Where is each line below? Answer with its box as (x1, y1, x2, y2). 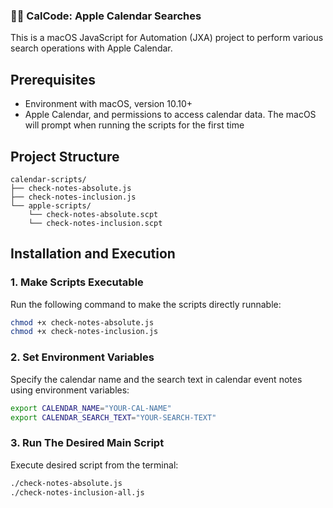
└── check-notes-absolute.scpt (28, 209, 159, 219)
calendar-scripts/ (10, 174, 87, 184)
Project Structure (10, 148, 120, 165)
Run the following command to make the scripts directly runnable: (10, 298, 282, 310)
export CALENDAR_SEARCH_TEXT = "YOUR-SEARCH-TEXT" (10, 412, 217, 423)
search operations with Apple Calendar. (10, 42, 173, 54)
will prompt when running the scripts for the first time (24, 119, 245, 131)
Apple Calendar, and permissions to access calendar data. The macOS (24, 109, 317, 121)
